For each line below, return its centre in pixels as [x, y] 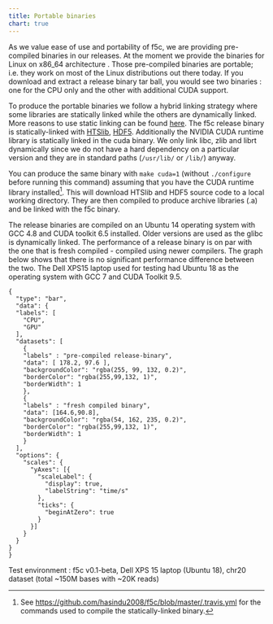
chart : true [28, 24]
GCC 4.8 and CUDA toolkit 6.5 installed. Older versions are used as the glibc [136, 233]
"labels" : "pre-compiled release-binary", [98, 356]
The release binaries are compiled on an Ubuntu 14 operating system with [132, 225]
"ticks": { [56, 505]
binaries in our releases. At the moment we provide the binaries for [153, 55]
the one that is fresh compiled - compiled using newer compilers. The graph [136, 251]
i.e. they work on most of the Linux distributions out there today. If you [126, 72]
